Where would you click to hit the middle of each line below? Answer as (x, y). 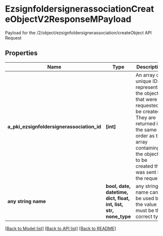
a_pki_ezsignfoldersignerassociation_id (54, 126)
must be (145, 210)
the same (146, 130)
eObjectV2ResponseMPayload (68, 19)
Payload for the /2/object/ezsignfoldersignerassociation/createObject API (78, 33)
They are (146, 118)
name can (147, 192)
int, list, (114, 204)
